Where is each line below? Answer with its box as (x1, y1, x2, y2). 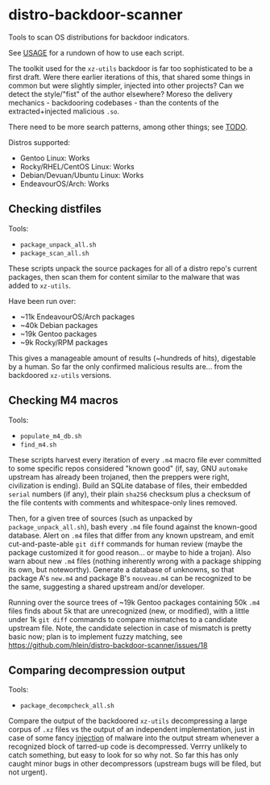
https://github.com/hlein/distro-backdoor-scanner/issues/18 (8, 640, 208, 650)
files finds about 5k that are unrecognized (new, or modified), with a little (8, 606, 250, 616)
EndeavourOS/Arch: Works (19, 179, 110, 189)
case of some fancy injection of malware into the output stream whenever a (8, 733, 260, 743)
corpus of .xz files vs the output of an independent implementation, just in (8, 725, 255, 734)
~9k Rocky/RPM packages (19, 337, 109, 347)
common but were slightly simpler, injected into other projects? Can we (8, 81, 244, 90)
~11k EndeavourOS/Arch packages (19, 312, 135, 322)
